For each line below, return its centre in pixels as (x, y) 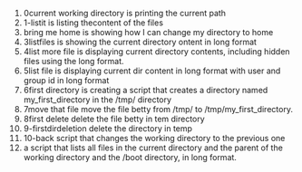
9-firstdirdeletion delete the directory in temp (108, 129)
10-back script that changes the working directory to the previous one (154, 138)
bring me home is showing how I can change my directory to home (148, 32)
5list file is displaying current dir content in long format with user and (152, 71)
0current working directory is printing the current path (124, 13)
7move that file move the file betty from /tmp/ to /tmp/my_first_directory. (158, 109)
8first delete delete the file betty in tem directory (114, 119)
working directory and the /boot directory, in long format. (130, 157)
